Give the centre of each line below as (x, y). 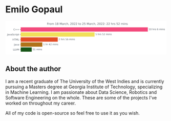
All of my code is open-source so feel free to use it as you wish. (72, 113)
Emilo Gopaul (34, 9)
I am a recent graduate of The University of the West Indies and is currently (85, 81)
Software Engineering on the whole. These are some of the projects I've (81, 97)
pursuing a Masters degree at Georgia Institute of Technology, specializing (84, 87)
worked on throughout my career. (41, 103)
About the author (33, 69)
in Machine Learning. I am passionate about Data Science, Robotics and (81, 92)
